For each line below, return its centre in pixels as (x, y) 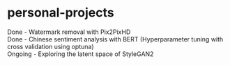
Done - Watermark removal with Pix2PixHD (69, 32)
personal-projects (61, 13)
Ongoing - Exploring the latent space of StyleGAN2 (80, 54)
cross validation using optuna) (51, 46)
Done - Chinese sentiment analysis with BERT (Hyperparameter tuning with (115, 39)
